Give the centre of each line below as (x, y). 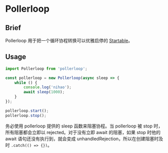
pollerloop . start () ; (27, 111)
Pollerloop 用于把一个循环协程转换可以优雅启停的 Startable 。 (69, 41)
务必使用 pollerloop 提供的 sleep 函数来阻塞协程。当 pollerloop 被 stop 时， (84, 126)
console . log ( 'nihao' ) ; (48, 87)
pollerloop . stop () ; (26, 115)
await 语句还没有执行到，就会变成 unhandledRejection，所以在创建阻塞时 (82, 139)
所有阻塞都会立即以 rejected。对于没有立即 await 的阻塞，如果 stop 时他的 (83, 132)
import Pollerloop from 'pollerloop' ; (46, 69)
